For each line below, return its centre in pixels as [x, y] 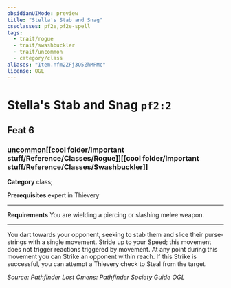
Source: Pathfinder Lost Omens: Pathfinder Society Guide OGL [96, 277]
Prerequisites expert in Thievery [53, 195]
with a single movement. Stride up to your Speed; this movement [120, 242]
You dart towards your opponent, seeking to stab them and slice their [105, 235]
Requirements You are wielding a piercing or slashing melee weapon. [106, 215]
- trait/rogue [33, 39]
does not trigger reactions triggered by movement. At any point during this [112, 250]
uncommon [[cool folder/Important [66, 150]
